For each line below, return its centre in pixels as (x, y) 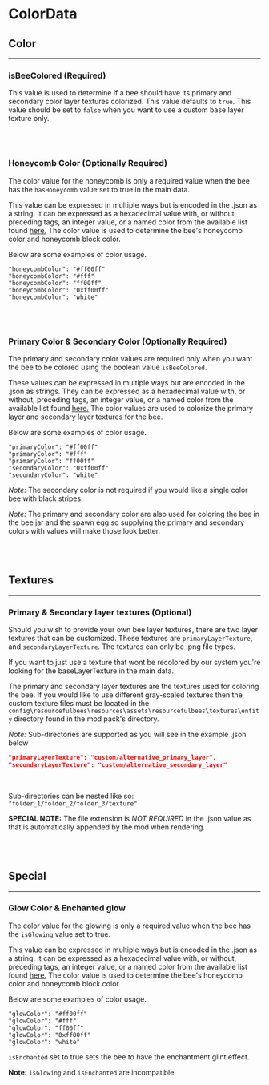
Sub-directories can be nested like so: (71, 796)
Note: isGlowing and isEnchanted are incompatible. (92, 1072)
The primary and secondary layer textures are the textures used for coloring (134, 686)
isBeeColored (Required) (57, 75)
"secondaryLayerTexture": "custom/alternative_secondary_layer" (118, 765)
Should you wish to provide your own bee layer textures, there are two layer (133, 629)
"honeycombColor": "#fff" (51, 276)
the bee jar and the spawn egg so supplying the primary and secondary (126, 522)
